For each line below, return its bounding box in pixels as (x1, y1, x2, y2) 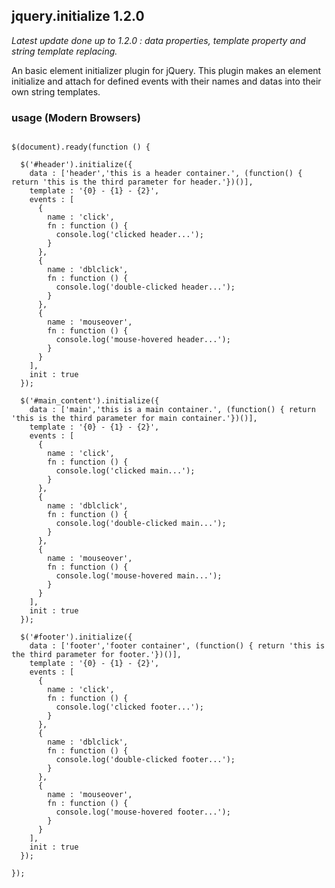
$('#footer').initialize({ (20, 632, 133, 643)
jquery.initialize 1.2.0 (11, 8, 145, 25)
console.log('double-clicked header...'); (55, 282, 236, 293)
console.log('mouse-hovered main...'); (55, 571, 223, 581)
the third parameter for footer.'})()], (11, 650, 183, 660)
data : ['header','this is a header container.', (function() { (29, 169, 303, 179)
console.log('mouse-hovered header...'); (55, 335, 231, 345)
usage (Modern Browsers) (11, 110, 141, 124)
